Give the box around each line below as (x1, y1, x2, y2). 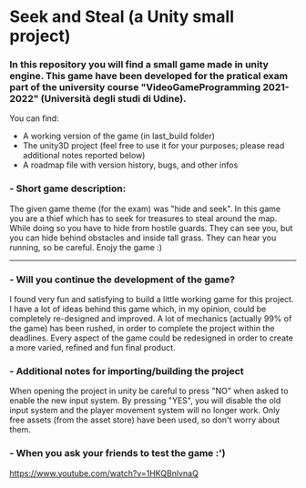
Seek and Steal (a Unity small (9, 6, 235, 27)
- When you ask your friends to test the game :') (9, 447, 226, 460)
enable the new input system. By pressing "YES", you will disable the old (9, 395, 281, 406)
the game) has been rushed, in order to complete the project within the (9, 323, 275, 334)
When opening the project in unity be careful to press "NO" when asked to (9, 385, 289, 397)
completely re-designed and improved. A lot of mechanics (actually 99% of (9, 313, 292, 324)
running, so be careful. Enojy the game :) (9, 241, 162, 252)
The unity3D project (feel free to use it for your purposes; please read (22, 140, 285, 151)
